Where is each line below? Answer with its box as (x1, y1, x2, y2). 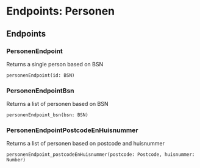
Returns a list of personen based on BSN (6, 100, 109, 108)
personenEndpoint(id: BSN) (6, 72, 75, 79)
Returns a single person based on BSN (6, 60, 104, 68)
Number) (6, 157, 26, 163)
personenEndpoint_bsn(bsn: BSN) (6, 112, 88, 118)
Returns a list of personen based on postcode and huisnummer (6, 140, 165, 147)
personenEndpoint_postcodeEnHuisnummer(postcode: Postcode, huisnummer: (6, 152, 195, 158)
